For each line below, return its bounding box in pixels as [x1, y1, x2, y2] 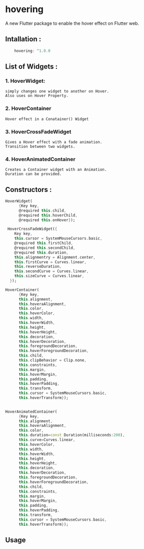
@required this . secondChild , [14, 245, 76, 251]
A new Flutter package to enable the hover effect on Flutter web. [5, 20, 139, 26]
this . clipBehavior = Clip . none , [18, 358, 87, 363]
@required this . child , [18, 208, 66, 213]
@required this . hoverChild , [18, 213, 78, 218]
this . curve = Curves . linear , [18, 437, 76, 442]
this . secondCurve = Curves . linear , [14, 269, 89, 274]
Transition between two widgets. [5, 144, 76, 149]
